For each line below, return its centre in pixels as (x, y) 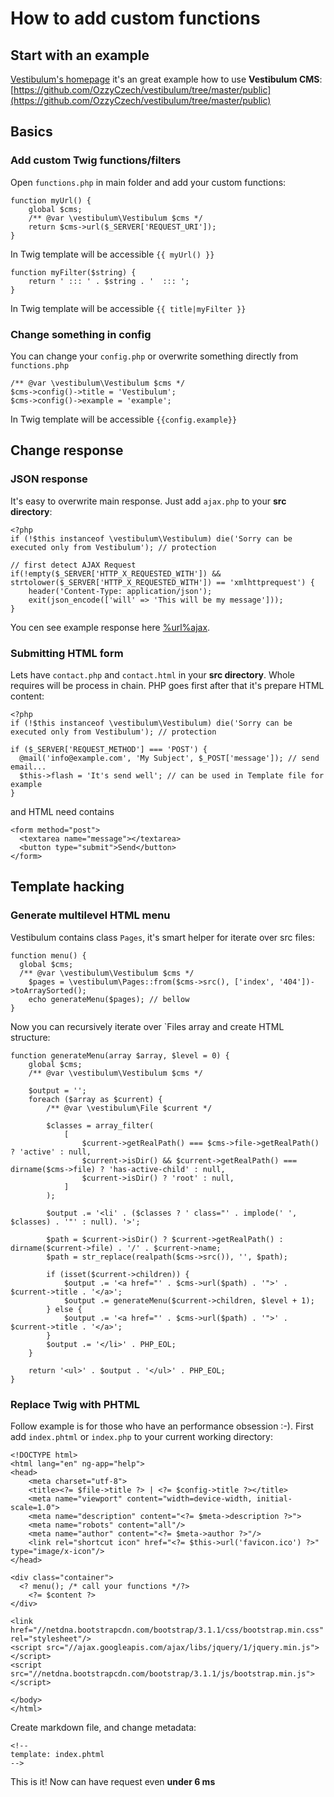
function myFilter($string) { (73, 272)
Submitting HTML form (67, 653)
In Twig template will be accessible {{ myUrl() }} (112, 254)
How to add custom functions (135, 18)
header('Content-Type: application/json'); (120, 591)
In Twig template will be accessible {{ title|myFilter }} (128, 308)
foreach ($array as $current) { (95, 1099)
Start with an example (80, 55)
